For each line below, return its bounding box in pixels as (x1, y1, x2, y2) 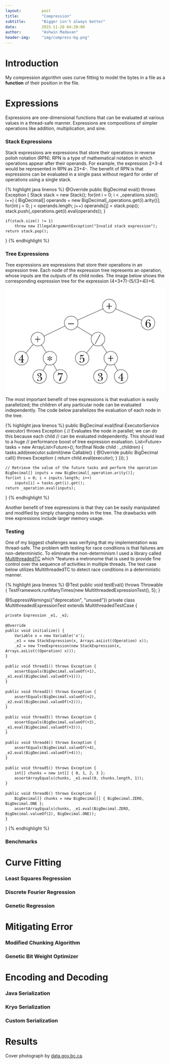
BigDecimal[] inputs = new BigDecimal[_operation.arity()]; (5, 470, 135, 475)
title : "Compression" (5, 13, 72, 19)
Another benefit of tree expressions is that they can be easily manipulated (5, 504, 160, 510)
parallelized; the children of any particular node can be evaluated (5, 401, 142, 408)
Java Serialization (5, 990, 51, 997)
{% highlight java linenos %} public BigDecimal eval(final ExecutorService (5, 422, 159, 428)
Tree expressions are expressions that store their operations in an (5, 262, 143, 268)
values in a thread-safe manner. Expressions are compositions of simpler (5, 120, 158, 126)
